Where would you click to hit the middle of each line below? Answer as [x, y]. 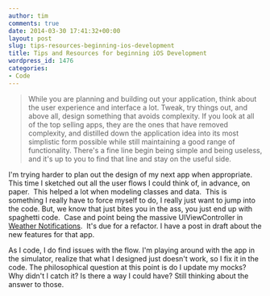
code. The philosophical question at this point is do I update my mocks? [127, 267]
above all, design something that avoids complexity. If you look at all [141, 116]
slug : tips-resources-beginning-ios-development [91, 46]
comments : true [34, 23]
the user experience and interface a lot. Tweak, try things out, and [138, 107]
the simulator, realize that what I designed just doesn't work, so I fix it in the [134, 258]
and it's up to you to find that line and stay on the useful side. [130, 159]
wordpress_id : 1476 [41, 61]
